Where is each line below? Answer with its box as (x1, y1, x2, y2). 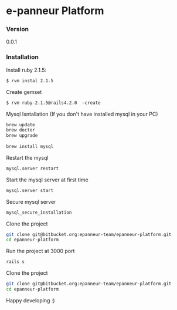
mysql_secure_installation (6, 210, 72, 215)
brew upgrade (6, 133, 38, 139)
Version (6, 25, 29, 33)
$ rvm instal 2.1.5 (6, 77, 54, 83)
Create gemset (6, 88, 42, 95)
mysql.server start (6, 187, 54, 193)
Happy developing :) (6, 296, 55, 304)
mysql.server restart (6, 166, 59, 171)
